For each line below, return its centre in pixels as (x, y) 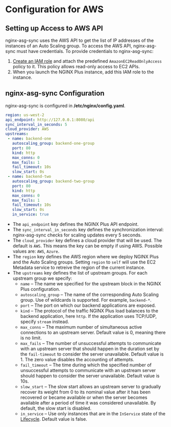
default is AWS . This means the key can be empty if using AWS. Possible (88, 246)
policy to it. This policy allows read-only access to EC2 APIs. (76, 66)
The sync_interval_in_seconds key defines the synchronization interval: (88, 230)
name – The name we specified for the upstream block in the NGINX (91, 284)
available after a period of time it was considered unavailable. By (88, 403)
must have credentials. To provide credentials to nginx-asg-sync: (85, 51)
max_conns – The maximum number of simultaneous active (81, 327)
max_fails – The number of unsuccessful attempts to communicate (91, 343)
